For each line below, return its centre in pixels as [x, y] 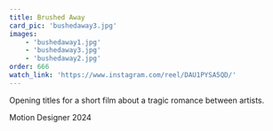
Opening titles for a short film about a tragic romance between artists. [137, 100]
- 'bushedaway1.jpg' [63, 42]
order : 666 [29, 67]
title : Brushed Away [48, 17]
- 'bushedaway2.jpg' [63, 58]
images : [24, 34]
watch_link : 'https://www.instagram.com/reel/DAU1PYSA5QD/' [123, 75]
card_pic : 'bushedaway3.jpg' [63, 26]
